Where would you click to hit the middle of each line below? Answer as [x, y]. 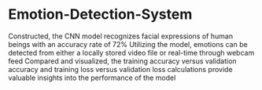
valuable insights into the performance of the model [92, 77]
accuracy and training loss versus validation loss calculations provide [121, 69]
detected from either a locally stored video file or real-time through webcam [131, 52]
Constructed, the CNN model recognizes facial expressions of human [121, 36]
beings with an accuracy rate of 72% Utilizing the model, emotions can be [128, 44]
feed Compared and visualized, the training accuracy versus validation [123, 61]
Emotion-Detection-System [100, 14]
